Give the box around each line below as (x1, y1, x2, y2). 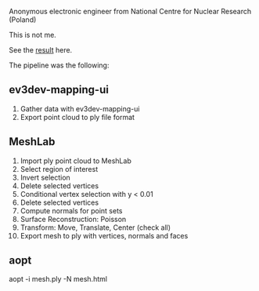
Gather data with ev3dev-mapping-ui (20, 104, 140, 113)
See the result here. (9, 45, 73, 54)
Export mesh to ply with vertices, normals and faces (20, 231, 189, 240)
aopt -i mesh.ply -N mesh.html (9, 275, 108, 284)
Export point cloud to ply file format (20, 112, 135, 122)
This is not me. (9, 31, 57, 39)
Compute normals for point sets (20, 206, 123, 215)
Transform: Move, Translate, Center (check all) (20, 223, 171, 232)
